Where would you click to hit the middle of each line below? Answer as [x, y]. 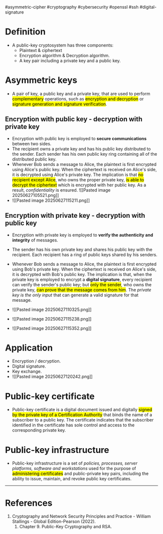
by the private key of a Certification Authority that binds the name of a [82, 415]
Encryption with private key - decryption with [75, 216]
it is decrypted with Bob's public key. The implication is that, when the [82, 274]
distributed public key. [34, 159]
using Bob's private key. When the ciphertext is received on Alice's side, [84, 269]
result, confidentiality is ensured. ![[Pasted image [61, 190]
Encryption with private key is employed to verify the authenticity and [83, 235]
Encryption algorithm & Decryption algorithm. [65, 55]
